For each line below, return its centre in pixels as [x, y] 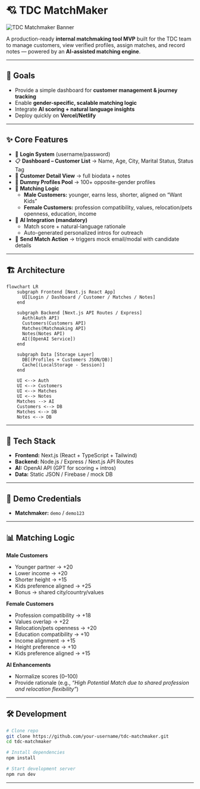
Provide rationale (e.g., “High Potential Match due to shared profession [102, 682]
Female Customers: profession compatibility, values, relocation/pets [108, 207]
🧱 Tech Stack [31, 441]
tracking [26, 96]
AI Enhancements [29, 665]
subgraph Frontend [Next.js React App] [66, 292]
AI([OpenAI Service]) [49, 339]
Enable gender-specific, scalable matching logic [76, 102]
